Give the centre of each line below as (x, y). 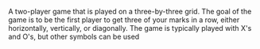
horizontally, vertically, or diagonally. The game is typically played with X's (130, 28)
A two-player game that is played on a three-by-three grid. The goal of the (130, 11)
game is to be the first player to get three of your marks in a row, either (124, 20)
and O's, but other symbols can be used (74, 36)
